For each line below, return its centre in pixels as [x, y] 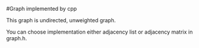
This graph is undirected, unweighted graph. [61, 20]
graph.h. [16, 38]
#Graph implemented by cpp [42, 9]
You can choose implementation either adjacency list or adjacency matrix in [99, 32]
